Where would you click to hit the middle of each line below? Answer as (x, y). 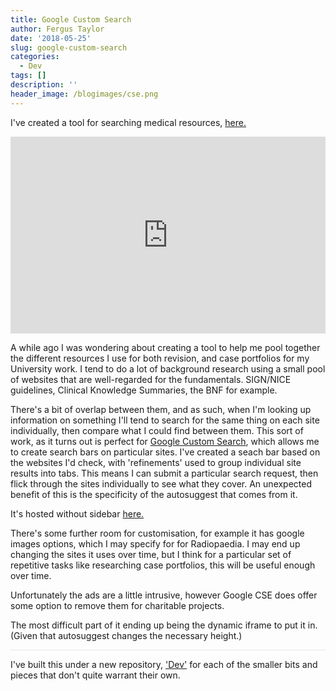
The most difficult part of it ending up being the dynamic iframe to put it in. (164, 625)
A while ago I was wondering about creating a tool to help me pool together (165, 347)
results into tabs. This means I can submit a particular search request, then (164, 473)
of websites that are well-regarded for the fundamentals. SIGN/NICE (151, 379)
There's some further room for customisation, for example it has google (157, 533)
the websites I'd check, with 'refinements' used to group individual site (156, 462)
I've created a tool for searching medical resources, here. (128, 122)
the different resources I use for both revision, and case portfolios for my (160, 358)
